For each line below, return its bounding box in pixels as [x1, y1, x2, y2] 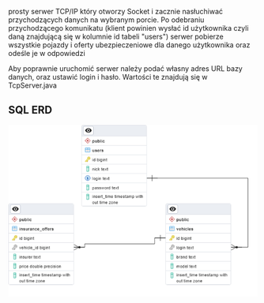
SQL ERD [8, 103, 53, 117]
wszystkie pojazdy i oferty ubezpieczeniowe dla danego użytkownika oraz [8, 40, 251, 50]
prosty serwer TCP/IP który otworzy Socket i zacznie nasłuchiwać [8, 7, 224, 16]
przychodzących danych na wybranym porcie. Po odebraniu [8, 15, 205, 24]
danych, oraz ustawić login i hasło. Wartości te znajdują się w [8, 73, 208, 81]
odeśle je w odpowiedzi [8, 49, 85, 58]
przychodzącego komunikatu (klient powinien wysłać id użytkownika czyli [8, 24, 249, 32]
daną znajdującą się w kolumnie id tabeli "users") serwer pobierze [8, 32, 224, 41]
